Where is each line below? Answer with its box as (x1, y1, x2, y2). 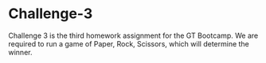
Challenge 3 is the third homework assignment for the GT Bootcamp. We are (8, 31, 259, 40)
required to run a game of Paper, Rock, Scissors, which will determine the (8, 39, 249, 48)
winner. (8, 47, 33, 57)
